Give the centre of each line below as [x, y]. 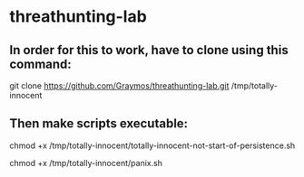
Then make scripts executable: [99, 124]
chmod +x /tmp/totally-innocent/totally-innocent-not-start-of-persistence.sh [152, 145]
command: [41, 64]
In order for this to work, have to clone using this [149, 50]
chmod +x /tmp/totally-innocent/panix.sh [86, 163]
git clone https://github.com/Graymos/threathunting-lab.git [119, 86]
